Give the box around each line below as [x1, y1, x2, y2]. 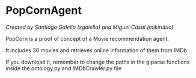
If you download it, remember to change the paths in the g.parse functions [5, 58, 190, 65]
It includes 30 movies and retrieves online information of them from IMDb [5, 46, 188, 54]
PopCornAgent [5, 4, 82, 17]
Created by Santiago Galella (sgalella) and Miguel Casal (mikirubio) [5, 23, 174, 31]
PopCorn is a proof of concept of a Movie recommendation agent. [5, 35, 170, 42]
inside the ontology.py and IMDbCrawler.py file [5, 64, 122, 72]
